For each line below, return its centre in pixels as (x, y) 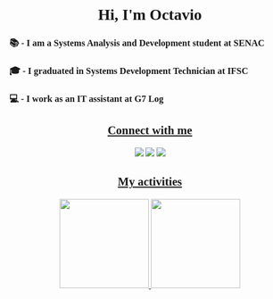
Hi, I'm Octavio (150, 15)
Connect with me (150, 131)
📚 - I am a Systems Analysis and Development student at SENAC (137, 43)
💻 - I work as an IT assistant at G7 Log (87, 99)
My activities (150, 182)
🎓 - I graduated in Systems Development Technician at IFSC (129, 71)
